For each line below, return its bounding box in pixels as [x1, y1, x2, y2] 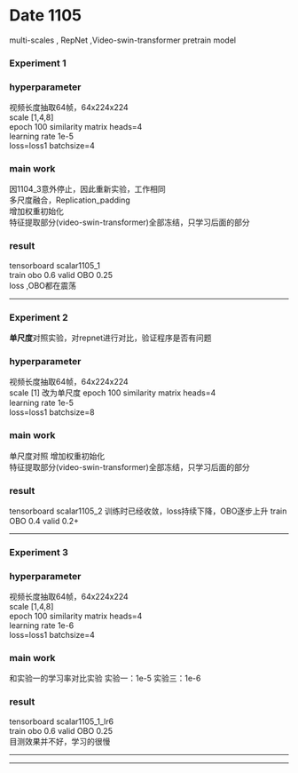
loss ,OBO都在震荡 [9, 280, 77, 291]
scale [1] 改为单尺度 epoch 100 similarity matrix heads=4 [9, 387, 216, 398]
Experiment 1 [9, 57, 67, 69]
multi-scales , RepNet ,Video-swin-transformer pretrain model [9, 35, 237, 45]
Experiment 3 [9, 546, 68, 558]
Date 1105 [9, 5, 82, 26]
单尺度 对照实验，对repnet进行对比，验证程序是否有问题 [9, 332, 212, 343]
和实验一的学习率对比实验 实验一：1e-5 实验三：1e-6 [9, 673, 201, 684]
